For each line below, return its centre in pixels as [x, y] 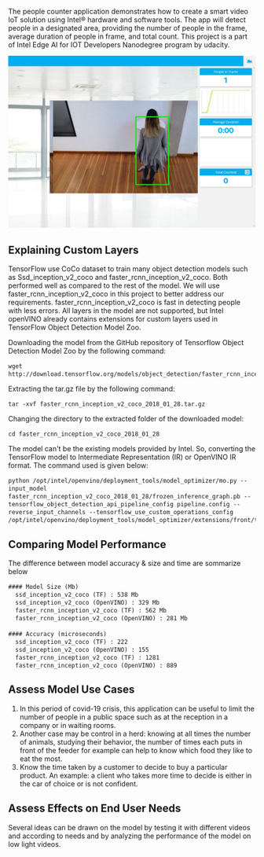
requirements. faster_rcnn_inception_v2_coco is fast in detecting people [125, 303]
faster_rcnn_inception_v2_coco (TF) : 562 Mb [91, 611]
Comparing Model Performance [87, 544]
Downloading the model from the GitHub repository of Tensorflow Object [126, 343]
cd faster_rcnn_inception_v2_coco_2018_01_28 [84, 434]
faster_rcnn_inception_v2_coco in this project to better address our [116, 294]
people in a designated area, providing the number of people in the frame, [128, 28]
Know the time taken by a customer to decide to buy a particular [123, 767]
